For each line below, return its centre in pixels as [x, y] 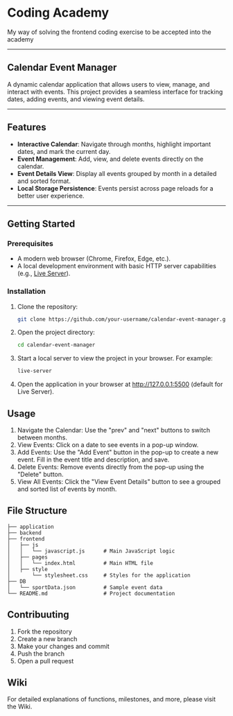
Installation [27, 291]
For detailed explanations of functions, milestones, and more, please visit [112, 699]
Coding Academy [58, 13]
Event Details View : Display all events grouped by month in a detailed [117, 173]
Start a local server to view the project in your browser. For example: [115, 358]
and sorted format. [44, 181]
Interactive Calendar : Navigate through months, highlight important [114, 144]
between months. [42, 437]
